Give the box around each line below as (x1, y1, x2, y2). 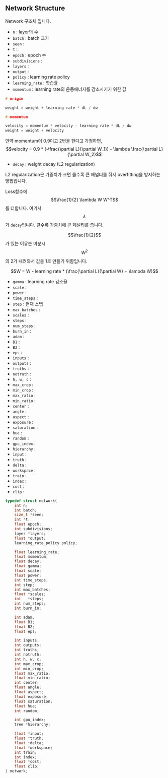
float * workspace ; (14, 745, 53, 750)
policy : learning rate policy (12, 74, 70, 80)
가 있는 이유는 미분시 (5, 240, 46, 246)
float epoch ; (14, 522, 42, 527)
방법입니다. (5, 178, 27, 184)
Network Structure (5, 4, 65, 13)
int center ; (14, 680, 39, 685)
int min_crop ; (14, 666, 44, 671)
